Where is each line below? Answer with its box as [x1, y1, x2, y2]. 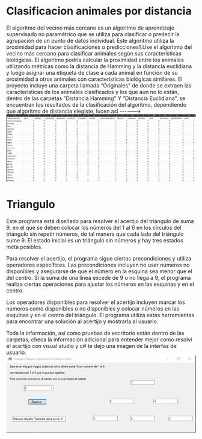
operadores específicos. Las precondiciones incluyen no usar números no [6, 261, 190, 268]
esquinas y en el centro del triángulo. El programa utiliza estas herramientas [6, 311, 195, 318]
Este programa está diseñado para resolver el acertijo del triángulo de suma [6, 217, 194, 224]
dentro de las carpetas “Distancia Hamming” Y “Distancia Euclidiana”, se [6, 95, 186, 102]
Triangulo [6, 197, 55, 211]
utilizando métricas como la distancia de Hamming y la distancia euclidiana [6, 62, 192, 70]
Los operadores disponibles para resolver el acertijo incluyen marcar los [6, 298, 185, 306]
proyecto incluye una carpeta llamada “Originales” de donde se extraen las [6, 81, 192, 89]
